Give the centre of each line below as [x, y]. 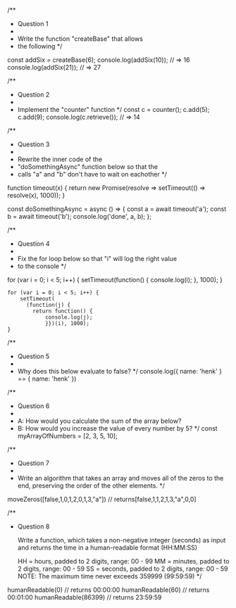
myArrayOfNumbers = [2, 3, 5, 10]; [67, 436]
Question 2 [33, 95]
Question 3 [33, 144]
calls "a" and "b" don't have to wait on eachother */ [92, 174]
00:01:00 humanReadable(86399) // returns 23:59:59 [85, 597]
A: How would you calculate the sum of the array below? [99, 421]
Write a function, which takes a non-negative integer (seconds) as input [122, 540]
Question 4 [33, 243]
